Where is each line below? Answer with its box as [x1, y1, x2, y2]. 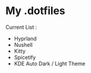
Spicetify [14, 54, 36, 61]
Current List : [5, 24, 38, 31]
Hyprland [14, 35, 37, 42]
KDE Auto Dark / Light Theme [14, 60, 86, 67]
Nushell [14, 41, 33, 48]
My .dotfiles [5, 4, 66, 18]
